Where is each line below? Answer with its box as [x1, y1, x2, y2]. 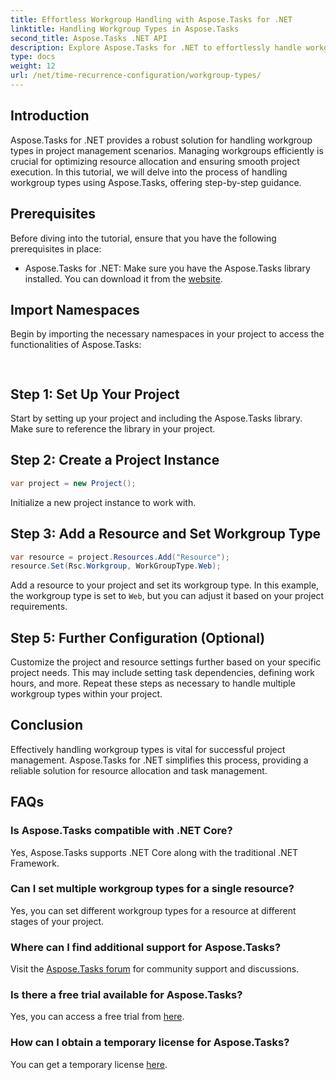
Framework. [10, 857, 60, 869]
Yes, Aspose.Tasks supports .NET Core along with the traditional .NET [10, 846, 299, 858]
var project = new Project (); [10, 478, 137, 488]
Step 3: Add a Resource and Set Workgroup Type [10, 526, 322, 543]
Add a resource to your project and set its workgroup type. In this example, [10, 579, 320, 591]
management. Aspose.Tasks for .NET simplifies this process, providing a [10, 754, 309, 766]
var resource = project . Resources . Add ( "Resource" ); [10, 552, 230, 562]
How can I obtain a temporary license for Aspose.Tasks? [10, 1036, 290, 1050]
